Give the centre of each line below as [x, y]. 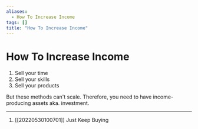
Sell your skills [32, 79]
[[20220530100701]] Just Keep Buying [62, 120]
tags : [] [17, 22]
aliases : [17, 11]
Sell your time [31, 73]
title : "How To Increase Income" [47, 28]
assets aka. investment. [61, 103]
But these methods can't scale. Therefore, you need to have [79, 97]
